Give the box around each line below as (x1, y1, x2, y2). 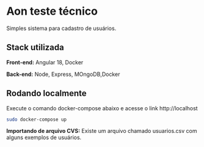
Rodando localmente (6, 88, 87, 99)
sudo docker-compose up (6, 116, 67, 123)
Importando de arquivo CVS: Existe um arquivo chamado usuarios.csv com (6, 127, 197, 135)
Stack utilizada (6, 42, 64, 53)
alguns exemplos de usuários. (6, 134, 82, 141)
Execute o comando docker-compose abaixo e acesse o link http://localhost (6, 104, 198, 111)
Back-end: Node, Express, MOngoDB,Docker (6, 70, 120, 78)
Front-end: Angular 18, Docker (6, 58, 84, 66)
